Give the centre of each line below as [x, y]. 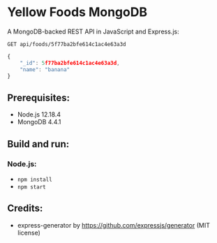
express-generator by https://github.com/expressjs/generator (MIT [114, 225]
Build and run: [38, 144]
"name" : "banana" [45, 69]
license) [29, 233]
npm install [35, 179]
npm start [32, 187]
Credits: [25, 208]
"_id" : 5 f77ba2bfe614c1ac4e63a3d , [70, 63]
